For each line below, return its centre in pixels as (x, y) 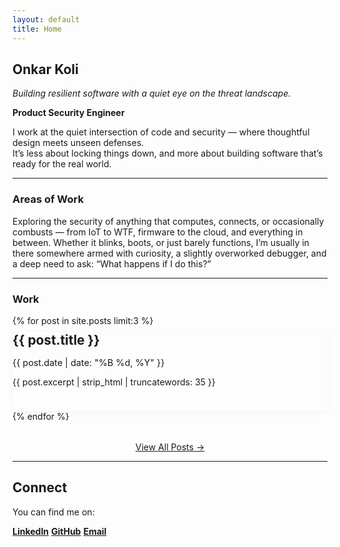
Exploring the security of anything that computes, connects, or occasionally (168, 221)
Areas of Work (48, 199)
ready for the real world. (62, 164)
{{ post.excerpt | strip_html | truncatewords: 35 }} (114, 382)
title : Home (37, 29)
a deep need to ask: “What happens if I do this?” (112, 263)
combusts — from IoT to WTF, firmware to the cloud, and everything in (158, 232)
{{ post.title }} (56, 340)
